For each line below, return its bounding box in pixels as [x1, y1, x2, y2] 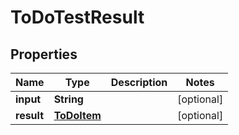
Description [110, 76, 168, 89]
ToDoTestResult [10, 6, 145, 29]
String [53, 92, 84, 106]
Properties [10, 46, 78, 63]
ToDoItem [53, 109, 102, 122]
